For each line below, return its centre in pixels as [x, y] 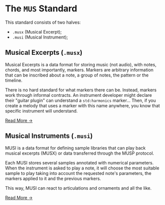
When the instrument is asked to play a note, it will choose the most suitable [82, 168]
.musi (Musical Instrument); [40, 37]
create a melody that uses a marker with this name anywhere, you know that [82, 105]
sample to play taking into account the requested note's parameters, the [78, 173]
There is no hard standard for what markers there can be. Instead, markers [81, 90]
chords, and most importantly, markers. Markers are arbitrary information [79, 70]
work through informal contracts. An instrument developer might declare [79, 95]
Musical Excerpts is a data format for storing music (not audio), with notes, [81, 64]
